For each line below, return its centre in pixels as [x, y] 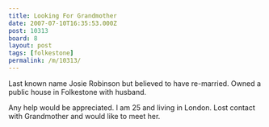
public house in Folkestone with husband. [78, 92]
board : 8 [23, 38]
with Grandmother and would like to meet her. [84, 116]
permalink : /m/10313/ [45, 61]
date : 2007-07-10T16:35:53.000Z [63, 23]
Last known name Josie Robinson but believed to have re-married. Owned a [134, 83]
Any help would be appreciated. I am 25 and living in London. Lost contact [132, 107]
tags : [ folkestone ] [41, 53]
